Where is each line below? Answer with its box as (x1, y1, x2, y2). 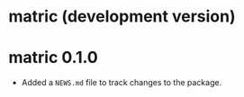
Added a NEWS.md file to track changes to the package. (21, 77, 222, 88)
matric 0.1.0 (8, 48, 98, 68)
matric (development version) (8, 6, 236, 27)
